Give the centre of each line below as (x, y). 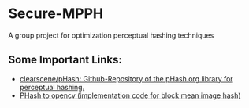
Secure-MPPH (56, 14)
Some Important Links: (65, 60)
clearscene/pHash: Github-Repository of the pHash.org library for (126, 78)
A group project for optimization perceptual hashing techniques (111, 35)
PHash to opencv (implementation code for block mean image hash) (130, 95)
